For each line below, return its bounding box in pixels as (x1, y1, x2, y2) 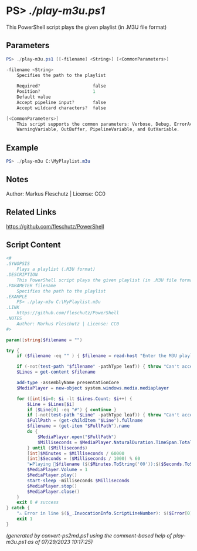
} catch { (6, 505, 30, 511)
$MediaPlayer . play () (27, 472, 77, 478)
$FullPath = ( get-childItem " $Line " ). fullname (27, 418, 143, 424)
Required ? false (16, 83, 107, 89)
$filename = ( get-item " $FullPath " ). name (27, 423, 130, 429)
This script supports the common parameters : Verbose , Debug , (16, 121, 172, 127)
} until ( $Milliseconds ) (27, 445, 88, 451)
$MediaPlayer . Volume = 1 (27, 467, 88, 473)
